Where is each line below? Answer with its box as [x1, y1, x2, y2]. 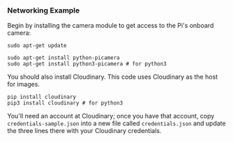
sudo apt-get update [7, 42, 68, 49]
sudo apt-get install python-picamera [7, 54, 120, 61]
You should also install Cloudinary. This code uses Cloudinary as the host [7, 72, 218, 81]
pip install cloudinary [7, 93, 77, 101]
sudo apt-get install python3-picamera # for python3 [7, 61, 167, 68]
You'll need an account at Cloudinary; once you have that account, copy [7, 112, 215, 120]
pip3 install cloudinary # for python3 [7, 100, 123, 106]
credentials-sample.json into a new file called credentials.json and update [7, 119, 226, 127]
